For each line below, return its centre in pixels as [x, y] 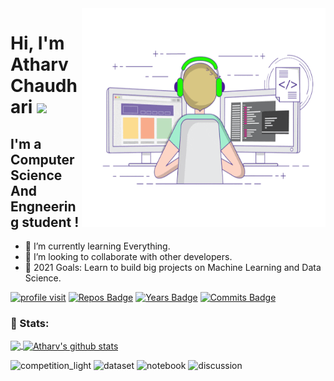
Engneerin [43, 206]
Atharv [39, 64]
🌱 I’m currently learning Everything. [97, 246]
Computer [42, 159]
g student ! [45, 222]
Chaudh [44, 86]
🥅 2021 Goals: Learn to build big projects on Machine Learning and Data [173, 267]
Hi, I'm [37, 43]
